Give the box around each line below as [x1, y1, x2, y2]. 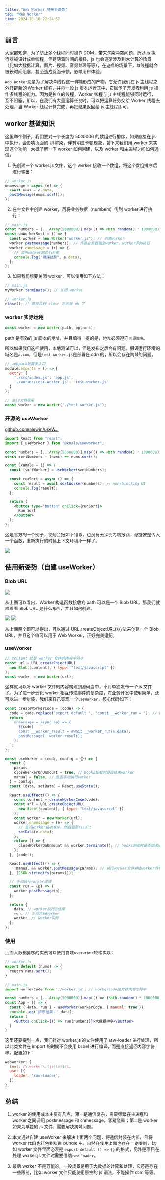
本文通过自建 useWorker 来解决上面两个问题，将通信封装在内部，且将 [12, 1134, 153, 1140]
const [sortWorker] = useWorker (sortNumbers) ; [9, 467, 107, 473]
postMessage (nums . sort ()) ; [9, 192, 65, 197]
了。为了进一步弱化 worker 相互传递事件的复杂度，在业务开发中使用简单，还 [5, 690, 160, 696]
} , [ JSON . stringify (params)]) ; [9, 871, 74, 875]
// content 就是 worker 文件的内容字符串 [5, 656, 83, 661]
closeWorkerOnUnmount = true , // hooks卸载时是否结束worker [14, 770, 134, 775]
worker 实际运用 [5, 314, 44, 321]
